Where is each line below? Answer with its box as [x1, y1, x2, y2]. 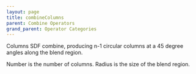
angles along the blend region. [6, 49, 83, 56]
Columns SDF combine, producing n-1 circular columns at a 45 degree [6, 42, 184, 50]
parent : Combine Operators [6, 20, 75, 26]
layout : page [6, 8, 40, 15]
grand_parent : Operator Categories [6, 25, 97, 32]
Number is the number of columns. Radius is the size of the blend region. [6, 61, 191, 68]
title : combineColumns [6, 15, 64, 21]
